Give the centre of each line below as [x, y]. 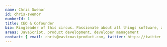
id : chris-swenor [23, 14]
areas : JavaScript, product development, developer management [72, 32]
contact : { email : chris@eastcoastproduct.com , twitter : [65, 37]
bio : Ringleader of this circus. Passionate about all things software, [82, 28]
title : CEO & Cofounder [30, 23]
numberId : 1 [17, 19]
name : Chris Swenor [25, 10]
